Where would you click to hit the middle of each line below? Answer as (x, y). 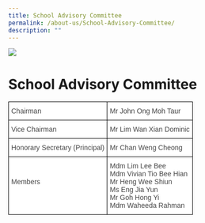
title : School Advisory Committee (65, 15)
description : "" (35, 30)
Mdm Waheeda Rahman (147, 206)
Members (26, 182)
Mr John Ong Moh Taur (145, 111)
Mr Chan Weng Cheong (146, 148)
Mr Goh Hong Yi (135, 198)
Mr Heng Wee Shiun (141, 182)
